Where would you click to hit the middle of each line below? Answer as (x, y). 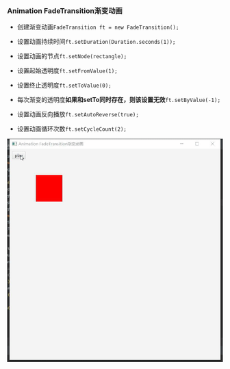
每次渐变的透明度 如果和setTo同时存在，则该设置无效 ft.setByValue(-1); (119, 100)
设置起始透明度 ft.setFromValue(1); (67, 71)
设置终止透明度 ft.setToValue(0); (64, 85)
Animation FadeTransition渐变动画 (65, 10)
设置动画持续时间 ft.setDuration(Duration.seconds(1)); (96, 42)
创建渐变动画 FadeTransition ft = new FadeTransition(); (98, 27)
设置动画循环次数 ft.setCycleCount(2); (72, 129)
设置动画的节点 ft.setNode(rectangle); (72, 56)
